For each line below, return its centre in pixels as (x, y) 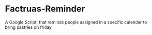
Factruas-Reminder (45, 9)
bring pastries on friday (28, 27)
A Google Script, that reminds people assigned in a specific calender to (76, 22)
